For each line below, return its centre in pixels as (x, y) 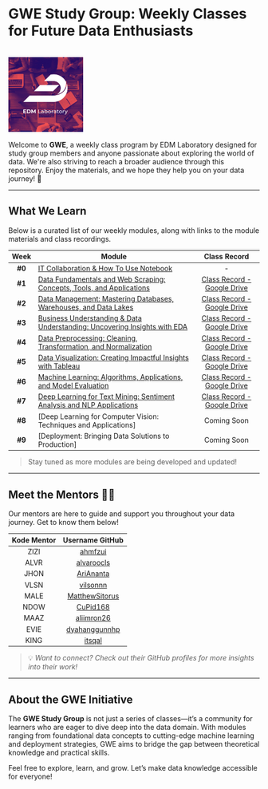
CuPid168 (93, 607)
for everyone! (30, 777)
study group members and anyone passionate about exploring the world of (131, 153)
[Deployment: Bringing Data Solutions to (104, 436)
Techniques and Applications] (87, 424)
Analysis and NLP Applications (88, 405)
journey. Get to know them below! (64, 523)
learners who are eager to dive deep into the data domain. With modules (127, 728)
